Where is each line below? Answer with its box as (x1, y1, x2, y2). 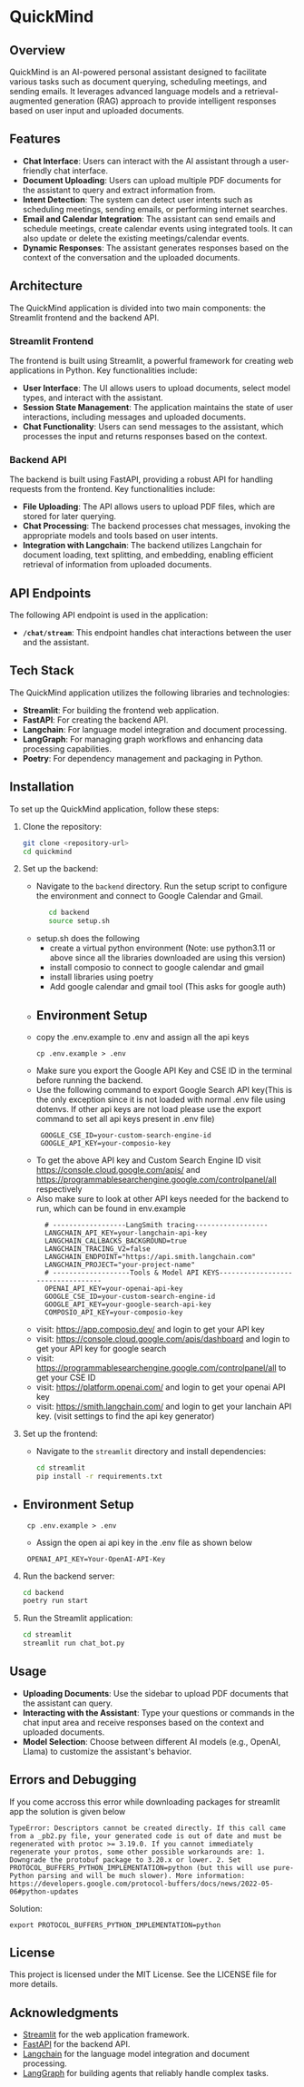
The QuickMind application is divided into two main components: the (9, 302, 266, 313)
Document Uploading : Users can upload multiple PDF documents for (22, 174, 282, 185)
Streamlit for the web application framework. (22, 2029, 190, 2040)
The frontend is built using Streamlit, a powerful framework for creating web (9, 355, 294, 366)
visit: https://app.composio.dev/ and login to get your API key (35, 1324, 265, 1334)
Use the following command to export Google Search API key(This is (35, 1084, 293, 1095)
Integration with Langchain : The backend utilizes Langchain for (22, 540, 263, 551)
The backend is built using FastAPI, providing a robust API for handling (9, 474, 274, 485)
